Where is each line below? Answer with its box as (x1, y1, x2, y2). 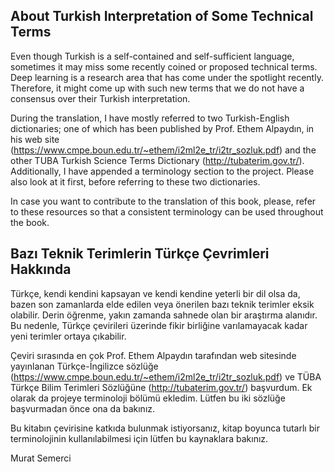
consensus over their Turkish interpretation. (10, 92, 191, 104)
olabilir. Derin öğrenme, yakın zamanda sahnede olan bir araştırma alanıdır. (10, 309, 318, 321)
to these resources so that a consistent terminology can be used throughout (10, 205, 324, 218)
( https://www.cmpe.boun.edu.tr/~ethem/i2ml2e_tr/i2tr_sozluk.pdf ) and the (10, 144, 317, 156)
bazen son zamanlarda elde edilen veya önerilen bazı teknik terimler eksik (10, 298, 315, 310)
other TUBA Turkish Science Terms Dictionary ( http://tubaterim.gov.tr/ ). (10, 154, 305, 166)
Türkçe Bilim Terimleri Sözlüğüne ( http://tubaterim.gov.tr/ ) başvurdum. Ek (10, 381, 313, 393)
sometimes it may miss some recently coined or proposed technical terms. (10, 60, 318, 73)
